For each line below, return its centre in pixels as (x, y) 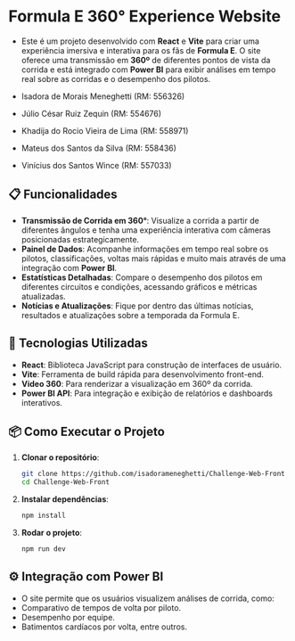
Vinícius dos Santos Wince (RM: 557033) (96, 165)
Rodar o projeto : (51, 533)
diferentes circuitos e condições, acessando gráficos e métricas (139, 286)
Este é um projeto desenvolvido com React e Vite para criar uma (140, 41)
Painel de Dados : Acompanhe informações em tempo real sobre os (145, 249)
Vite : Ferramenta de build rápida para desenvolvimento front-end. (143, 374)
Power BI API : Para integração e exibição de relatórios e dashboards (147, 393)
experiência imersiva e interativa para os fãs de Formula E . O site (141, 50)
